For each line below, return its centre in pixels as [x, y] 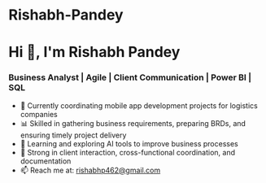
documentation [46, 161]
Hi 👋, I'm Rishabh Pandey [94, 52]
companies [39, 114]
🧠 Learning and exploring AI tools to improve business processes [129, 143]
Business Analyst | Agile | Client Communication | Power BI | [130, 77]
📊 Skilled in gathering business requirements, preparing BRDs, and [133, 123]
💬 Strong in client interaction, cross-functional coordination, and [128, 152]
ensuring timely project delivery [73, 135]
